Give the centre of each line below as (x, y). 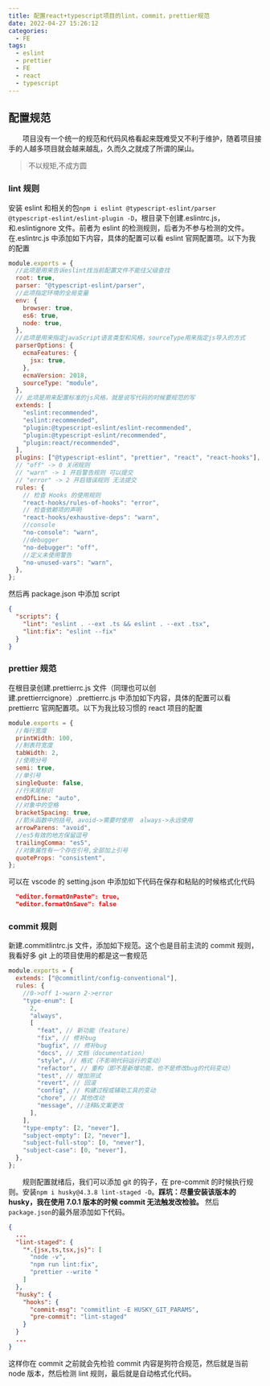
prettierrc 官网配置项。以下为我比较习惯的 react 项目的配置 (106, 707)
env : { (27, 300)
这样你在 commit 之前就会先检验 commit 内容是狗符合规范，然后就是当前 (129, 1363)
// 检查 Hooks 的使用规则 (62, 495)
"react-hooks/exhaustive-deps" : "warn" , (91, 518)
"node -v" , (48, 1257)
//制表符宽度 (35, 745)
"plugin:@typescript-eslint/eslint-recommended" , (108, 427)
